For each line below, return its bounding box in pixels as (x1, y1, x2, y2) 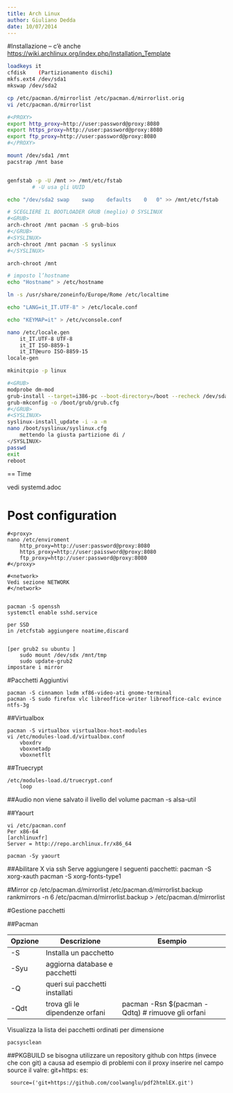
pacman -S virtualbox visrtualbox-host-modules (7, 727, 148, 734)
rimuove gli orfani (148, 1008, 206, 1017)
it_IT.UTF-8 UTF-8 (19, 335, 73, 342)
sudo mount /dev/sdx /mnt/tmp (19, 652, 107, 659)
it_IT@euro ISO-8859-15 (19, 348, 89, 355)
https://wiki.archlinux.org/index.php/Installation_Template (7, 49, 171, 58)
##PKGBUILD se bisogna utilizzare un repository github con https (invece (7, 1051, 217, 1060)
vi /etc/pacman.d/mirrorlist (7, 101, 92, 108)
